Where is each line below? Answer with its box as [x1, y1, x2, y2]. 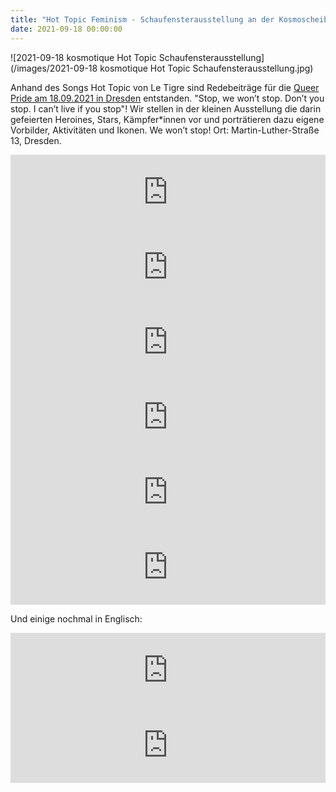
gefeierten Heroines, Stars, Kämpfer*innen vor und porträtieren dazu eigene [10, 113, 325, 125]
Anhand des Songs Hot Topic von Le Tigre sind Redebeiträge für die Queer [10, 81, 320, 93]
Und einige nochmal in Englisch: [10, 612, 143, 625]
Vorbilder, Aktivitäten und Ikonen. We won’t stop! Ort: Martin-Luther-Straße [10, 124, 320, 136]
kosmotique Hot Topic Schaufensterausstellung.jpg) [99, 62, 314, 74]
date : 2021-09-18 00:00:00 [10, 24, 123, 34]
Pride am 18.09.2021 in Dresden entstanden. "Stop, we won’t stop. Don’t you [10, 92, 325, 104]
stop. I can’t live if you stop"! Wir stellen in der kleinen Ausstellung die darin [10, 102, 322, 115]
